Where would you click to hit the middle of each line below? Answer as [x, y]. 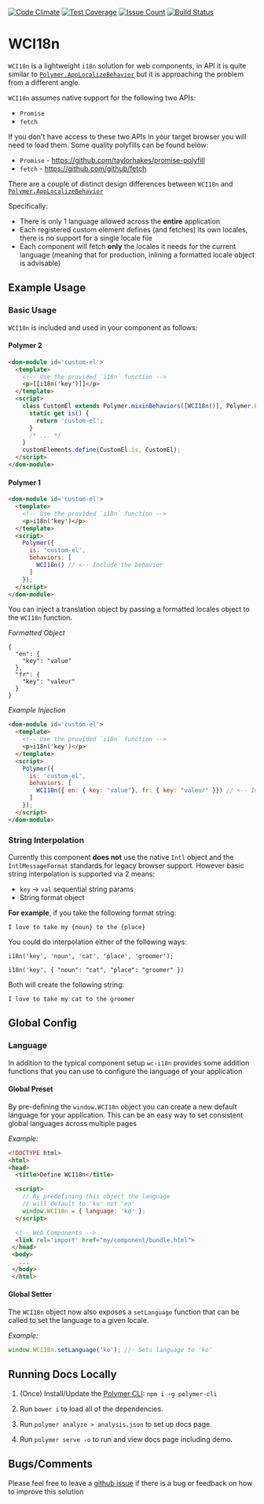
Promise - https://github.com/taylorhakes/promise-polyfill [112, 160]
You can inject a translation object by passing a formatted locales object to [129, 609]
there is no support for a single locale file [86, 238]
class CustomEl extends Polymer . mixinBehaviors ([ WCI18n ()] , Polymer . [139, 406]
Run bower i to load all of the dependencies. [91, 1409]
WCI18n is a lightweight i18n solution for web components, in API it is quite [127, 65]
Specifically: [28, 206]
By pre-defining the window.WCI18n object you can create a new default [123, 1106]
